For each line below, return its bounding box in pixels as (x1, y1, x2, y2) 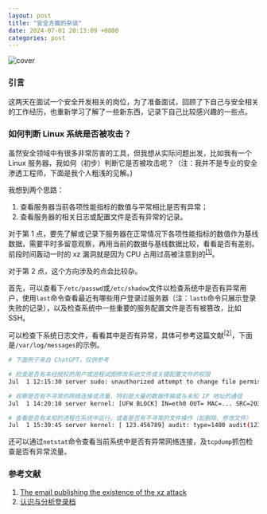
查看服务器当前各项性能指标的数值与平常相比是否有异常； (19, 202, 208, 211)
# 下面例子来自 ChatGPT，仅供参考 (8, 356, 110, 364)
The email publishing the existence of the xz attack (19, 487, 187, 496)
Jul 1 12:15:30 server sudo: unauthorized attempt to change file (8, 378, 237, 386)
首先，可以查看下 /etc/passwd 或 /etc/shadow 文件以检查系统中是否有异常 (8, 283, 240, 292)
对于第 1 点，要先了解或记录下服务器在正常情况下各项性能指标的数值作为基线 (8, 229, 259, 238)
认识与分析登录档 (19, 496, 76, 506)
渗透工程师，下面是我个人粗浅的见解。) (8, 168, 133, 178)
